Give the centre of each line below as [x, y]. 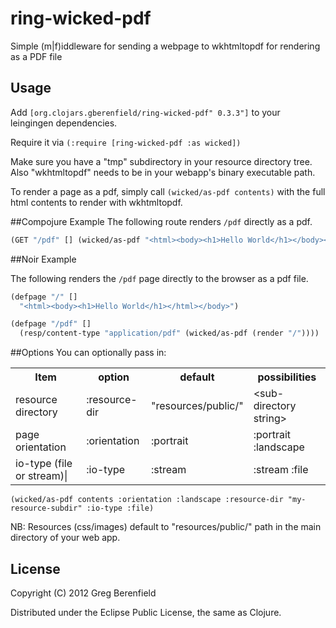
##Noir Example [43, 259]
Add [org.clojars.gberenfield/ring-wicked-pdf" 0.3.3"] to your [145, 112]
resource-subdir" [46, 508]
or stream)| [41, 476]
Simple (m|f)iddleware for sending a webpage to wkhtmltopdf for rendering [165, 46]
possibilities [287, 377]
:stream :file [281, 470]
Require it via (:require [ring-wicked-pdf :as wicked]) [126, 142]
